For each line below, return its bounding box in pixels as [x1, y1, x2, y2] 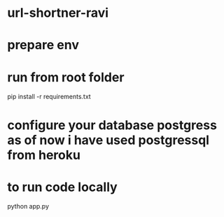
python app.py [7, 202, 50, 211]
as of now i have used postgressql [7, 132, 210, 148]
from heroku [7, 147, 80, 163]
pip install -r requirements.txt [7, 93, 91, 101]
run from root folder [7, 69, 125, 85]
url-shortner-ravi [7, 5, 109, 21]
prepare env [7, 37, 79, 53]
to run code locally [7, 179, 118, 195]
